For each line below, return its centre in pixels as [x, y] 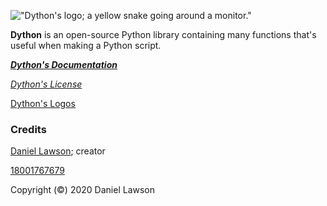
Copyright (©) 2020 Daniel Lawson [82, 190]
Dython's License [46, 84]
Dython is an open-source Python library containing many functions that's [163, 34]
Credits [28, 129]
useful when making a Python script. [86, 45]
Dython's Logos [43, 103]
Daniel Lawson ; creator [58, 151]
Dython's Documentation [64, 64]
